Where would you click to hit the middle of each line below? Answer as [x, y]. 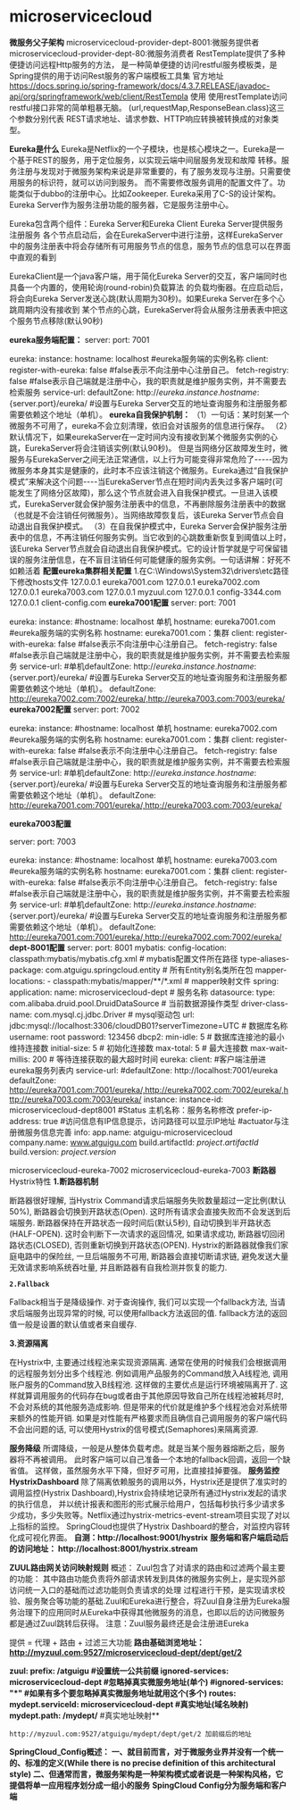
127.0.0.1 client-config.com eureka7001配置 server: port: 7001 [123, 602]
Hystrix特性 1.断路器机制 [54, 1181]
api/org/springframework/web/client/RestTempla [99, 96]
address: [25, 1121]
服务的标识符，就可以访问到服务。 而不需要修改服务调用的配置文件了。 [147, 182]
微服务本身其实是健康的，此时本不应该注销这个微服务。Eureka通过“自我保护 [149, 470]
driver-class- [264, 1003]
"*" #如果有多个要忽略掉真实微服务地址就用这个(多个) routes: [123, 1693]
